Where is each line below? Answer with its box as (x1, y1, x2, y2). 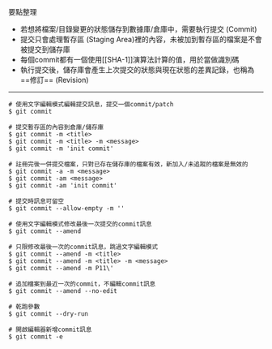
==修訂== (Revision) (19, 75, 89, 84)
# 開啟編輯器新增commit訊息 (8, 325, 92, 334)
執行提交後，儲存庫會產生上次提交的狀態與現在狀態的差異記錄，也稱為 (19, 65, 255, 75)
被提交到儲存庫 (19, 45, 70, 54)
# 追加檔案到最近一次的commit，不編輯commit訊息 (8, 280, 156, 288)
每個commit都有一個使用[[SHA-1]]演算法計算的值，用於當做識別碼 (19, 55, 240, 64)
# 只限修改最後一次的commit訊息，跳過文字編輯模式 (8, 243, 159, 251)
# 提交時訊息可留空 (8, 197, 65, 205)
